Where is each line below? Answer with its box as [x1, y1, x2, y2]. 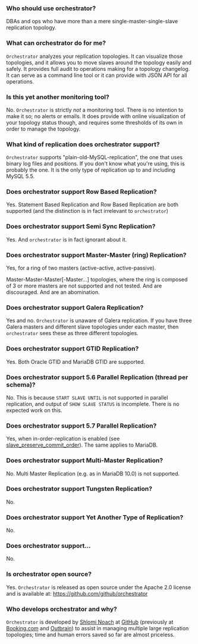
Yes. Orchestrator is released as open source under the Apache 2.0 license [6, 583, 191, 591]
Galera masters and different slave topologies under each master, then [6, 323, 179, 330]
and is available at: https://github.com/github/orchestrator [6, 590, 148, 597]
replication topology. [6, 24, 56, 31]
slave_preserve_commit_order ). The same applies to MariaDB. [6, 441, 158, 448]
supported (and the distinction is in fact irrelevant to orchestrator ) [6, 208, 168, 215]
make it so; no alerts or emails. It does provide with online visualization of [6, 112, 186, 120]
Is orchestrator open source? [6, 570, 92, 578]
